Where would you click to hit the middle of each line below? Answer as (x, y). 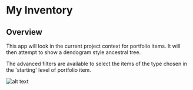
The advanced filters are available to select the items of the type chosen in (96, 64)
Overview (24, 32)
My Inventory (39, 10)
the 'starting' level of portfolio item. (49, 70)
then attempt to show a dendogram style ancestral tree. (74, 52)
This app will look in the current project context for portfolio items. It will (93, 46)
